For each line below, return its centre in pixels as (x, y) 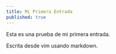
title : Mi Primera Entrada (39, 12)
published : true (26, 17)
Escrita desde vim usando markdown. (52, 46)
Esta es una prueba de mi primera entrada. (58, 34)
